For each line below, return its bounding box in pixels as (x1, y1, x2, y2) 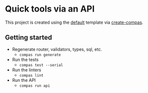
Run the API (12, 77, 36, 83)
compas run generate (19, 52, 61, 57)
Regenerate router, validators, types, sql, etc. (12, 46, 102, 52)
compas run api (19, 83, 50, 88)
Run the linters (12, 67, 41, 73)
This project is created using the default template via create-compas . (5, 19, 144, 25)
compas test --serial (19, 62, 63, 67)
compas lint (19, 73, 44, 78)
